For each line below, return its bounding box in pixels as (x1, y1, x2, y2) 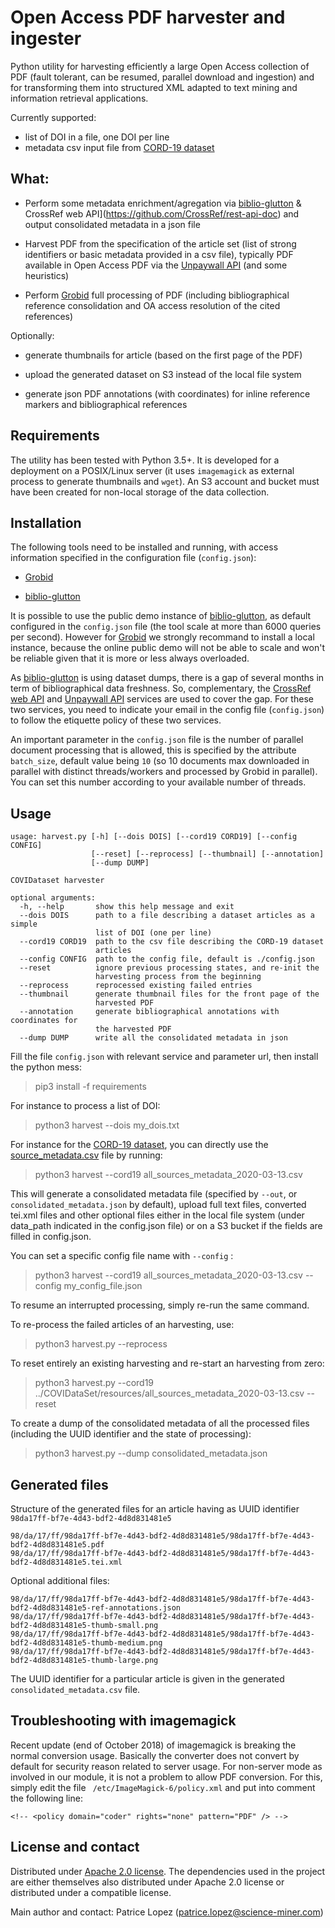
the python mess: (10, 1061, 83, 1073)
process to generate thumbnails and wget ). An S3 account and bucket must (10, 475, 320, 487)
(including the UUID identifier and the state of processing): (10, 1428, 252, 1440)
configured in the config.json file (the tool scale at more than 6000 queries (10, 621, 322, 633)
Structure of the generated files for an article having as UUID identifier (10, 1503, 300, 1515)
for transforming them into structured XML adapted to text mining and (10, 81, 298, 93)
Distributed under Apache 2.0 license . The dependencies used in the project (10, 1865, 326, 1877)
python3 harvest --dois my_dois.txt (34, 1119, 180, 1131)
